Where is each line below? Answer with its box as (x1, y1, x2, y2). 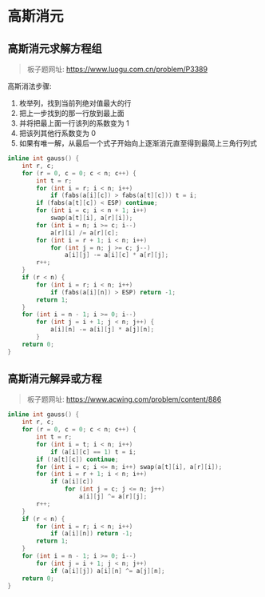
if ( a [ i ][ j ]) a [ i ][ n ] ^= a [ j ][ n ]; (49, 567, 165, 575)
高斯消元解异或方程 (7, 372, 102, 386)
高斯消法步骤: (7, 82, 53, 90)
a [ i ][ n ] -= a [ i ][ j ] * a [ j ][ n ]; (49, 326, 155, 334)
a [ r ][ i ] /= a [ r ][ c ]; (49, 229, 119, 237)
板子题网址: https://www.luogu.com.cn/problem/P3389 (26, 65, 208, 74)
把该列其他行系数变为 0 (18, 129, 97, 138)
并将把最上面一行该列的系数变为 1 (18, 118, 129, 128)
